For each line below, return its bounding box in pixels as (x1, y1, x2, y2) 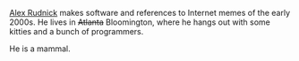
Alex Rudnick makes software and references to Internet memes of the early (9, 8, 291, 18)
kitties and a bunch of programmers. (9, 27, 144, 36)
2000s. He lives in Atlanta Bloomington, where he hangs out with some (9, 17, 271, 27)
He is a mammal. (9, 43, 71, 54)
